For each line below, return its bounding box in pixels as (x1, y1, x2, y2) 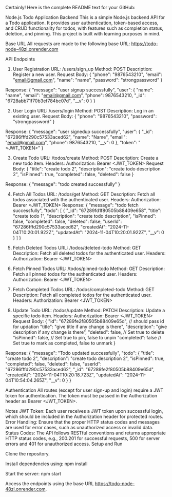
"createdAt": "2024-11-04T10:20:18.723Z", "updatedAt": (5, 372, 124, 378)
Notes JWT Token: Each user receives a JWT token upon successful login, (5, 408, 163, 414)
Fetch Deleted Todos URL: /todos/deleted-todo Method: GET (12, 245, 141, 251)
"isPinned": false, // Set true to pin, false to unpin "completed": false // (12, 335, 162, 340)
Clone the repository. (5, 451, 50, 456)
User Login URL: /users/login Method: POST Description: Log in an (12, 108, 154, 113)
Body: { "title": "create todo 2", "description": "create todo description (12, 166, 161, 171)
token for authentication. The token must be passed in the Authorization (5, 393, 158, 398)
